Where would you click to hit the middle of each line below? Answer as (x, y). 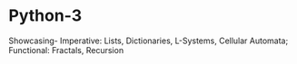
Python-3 (45, 16)
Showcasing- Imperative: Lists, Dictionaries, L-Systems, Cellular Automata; (148, 41)
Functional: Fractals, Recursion (66, 50)
